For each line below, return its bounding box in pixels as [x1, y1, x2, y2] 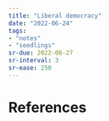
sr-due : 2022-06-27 [8, 49, 74, 57]
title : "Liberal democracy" [8, 11, 103, 20]
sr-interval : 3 [8, 57, 59, 65]
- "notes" [8, 34, 42, 42]
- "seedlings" [8, 42, 56, 50]
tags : [8, 26, 26, 34]
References [8, 98, 87, 116]
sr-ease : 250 [8, 64, 52, 72]
